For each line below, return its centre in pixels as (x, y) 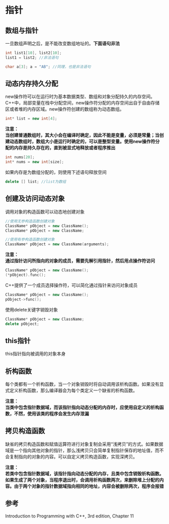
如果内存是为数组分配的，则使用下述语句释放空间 (56, 172)
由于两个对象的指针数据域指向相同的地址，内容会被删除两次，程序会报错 (89, 486)
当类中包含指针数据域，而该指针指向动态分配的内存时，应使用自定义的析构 (82, 407)
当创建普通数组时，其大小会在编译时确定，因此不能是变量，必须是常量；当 (82, 135)
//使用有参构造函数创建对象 (30, 240)
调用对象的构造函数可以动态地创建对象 (45, 212)
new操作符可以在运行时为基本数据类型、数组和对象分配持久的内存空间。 (80, 96)
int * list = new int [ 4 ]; (31, 119)
